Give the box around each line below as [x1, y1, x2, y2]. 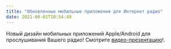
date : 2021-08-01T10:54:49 [6, 14, 72, 20]
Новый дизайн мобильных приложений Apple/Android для [6, 30, 151, 37]
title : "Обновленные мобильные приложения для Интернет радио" [6, 8, 163, 15]
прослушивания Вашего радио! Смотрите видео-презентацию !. [6, 36, 165, 43]
